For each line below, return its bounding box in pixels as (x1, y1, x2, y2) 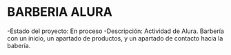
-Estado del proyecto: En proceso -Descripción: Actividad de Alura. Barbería (7, 27, 224, 35)
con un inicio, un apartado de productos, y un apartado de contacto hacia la (7, 34, 223, 42)
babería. (7, 41, 31, 49)
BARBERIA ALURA (7, 4, 112, 20)
